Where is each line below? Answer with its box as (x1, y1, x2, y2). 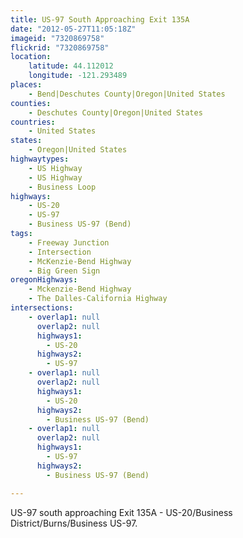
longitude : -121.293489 (28, 71, 128, 81)
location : (10, 52, 52, 62)
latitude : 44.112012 (28, 61, 114, 71)
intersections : (10, 303, 74, 313)
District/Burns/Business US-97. (10, 517, 138, 529)
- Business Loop (28, 182, 97, 192)
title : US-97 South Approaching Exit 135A (10, 14, 190, 25)
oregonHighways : (10, 275, 78, 285)
